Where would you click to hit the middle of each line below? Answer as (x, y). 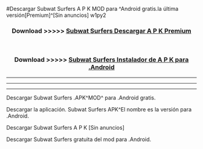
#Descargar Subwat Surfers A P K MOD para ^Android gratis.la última (92, 9)
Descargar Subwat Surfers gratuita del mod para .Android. (79, 139)
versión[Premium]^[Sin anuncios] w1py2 (56, 15)
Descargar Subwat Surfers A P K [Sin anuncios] (66, 127)
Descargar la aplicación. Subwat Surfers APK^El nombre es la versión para (99, 109)
